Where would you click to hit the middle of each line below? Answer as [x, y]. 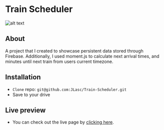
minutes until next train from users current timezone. [59, 61]
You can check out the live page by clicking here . [63, 122]
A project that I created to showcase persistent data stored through [74, 50]
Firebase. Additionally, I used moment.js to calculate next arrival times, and [82, 56]
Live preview [25, 110]
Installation [23, 77]
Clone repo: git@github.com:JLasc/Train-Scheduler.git [69, 89]
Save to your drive [31, 94]
